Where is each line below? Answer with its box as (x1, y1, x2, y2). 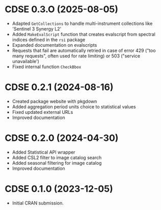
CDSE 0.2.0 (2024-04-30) (5, 132, 119, 144)
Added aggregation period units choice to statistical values (12, 103, 136, 110)
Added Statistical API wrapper (12, 149, 75, 155)
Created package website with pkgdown (12, 98, 97, 104)
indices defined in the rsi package (12, 37, 86, 43)
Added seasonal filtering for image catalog (12, 160, 102, 166)
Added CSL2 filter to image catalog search (12, 154, 102, 161)
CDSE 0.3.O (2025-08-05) (5, 4, 118, 15)
